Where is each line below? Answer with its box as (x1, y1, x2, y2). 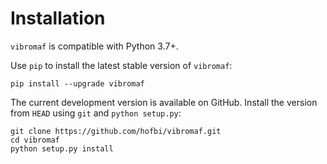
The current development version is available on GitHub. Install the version (10, 96, 318, 108)
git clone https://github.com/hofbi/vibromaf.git (10, 126, 222, 136)
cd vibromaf (10, 135, 60, 145)
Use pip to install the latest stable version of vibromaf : (10, 59, 233, 71)
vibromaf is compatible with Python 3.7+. (10, 40, 179, 52)
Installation (10, 7, 106, 30)
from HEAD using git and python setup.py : (10, 107, 182, 119)
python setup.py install (10, 143, 114, 154)
